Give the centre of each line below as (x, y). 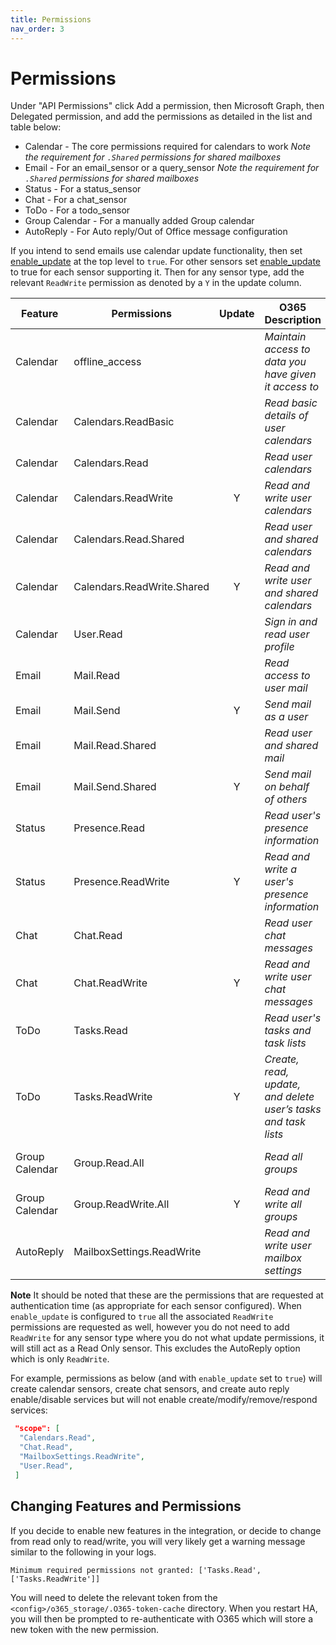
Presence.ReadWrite (121, 882)
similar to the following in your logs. (83, 1552)
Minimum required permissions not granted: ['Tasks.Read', (136, 1570)
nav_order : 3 (37, 29)
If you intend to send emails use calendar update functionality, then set (156, 251)
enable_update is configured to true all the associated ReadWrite (142, 1317)
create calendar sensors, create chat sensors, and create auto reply (150, 1389)
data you (285, 362)
